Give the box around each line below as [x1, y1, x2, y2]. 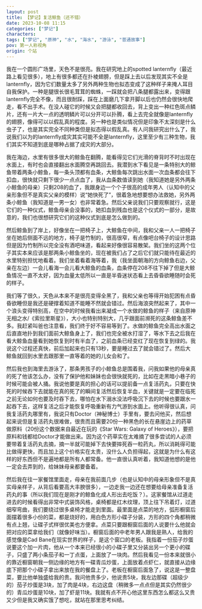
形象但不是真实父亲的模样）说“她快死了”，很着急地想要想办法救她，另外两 [11, 191, 195, 198]
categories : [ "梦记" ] [6, 25, 59, 32]
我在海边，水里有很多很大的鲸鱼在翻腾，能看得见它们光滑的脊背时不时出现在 [6, 153, 196, 160]
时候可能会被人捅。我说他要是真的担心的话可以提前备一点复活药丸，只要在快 [6, 380, 196, 387]
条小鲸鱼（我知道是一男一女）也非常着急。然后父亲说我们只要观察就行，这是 [6, 198, 196, 205]
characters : [6, 31, 36, 37]
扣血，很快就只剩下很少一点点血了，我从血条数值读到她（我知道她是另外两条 [6, 176, 196, 183]
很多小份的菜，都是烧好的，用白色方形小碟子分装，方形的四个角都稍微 [22, 513, 196, 520]
